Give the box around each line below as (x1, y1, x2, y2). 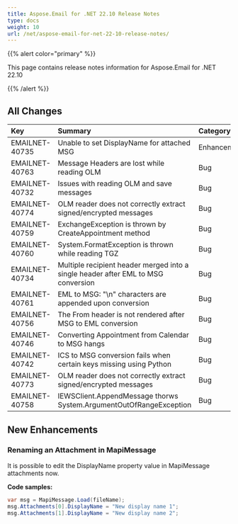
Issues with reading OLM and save (57, 178, 172, 188)
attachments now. (7, 469, 59, 477)
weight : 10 (7, 23, 40, 30)
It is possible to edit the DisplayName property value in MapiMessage (7, 461, 210, 469)
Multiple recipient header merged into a (57, 260, 189, 270)
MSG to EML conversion (57, 319, 138, 329)
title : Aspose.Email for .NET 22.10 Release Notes (7, 10, 160, 18)
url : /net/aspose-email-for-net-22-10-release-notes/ (7, 30, 170, 38)
